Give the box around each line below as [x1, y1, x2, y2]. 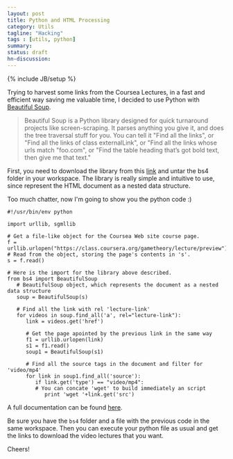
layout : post [7, 10, 45, 17]
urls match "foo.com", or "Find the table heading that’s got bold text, [24, 145, 220, 154]
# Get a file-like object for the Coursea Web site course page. [7, 232, 200, 240]
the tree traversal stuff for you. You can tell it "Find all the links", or [24, 131, 214, 139]
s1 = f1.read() [25, 342, 70, 349]
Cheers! [7, 444, 30, 453]
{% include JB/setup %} [7, 74, 76, 83]
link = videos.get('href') [25, 318, 104, 325]
